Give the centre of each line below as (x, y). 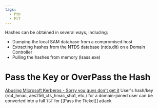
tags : (10, 9)
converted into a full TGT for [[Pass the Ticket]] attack (59, 101)
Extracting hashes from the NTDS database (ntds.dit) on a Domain (79, 47)
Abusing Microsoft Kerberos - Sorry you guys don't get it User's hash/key (79, 90)
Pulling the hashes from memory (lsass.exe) (56, 57)
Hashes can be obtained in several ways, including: (57, 33)
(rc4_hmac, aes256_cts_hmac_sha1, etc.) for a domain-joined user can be (79, 96)
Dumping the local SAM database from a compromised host (72, 42)
